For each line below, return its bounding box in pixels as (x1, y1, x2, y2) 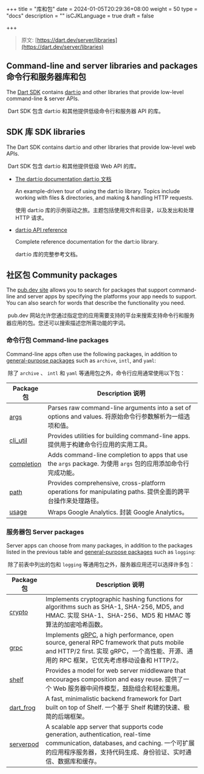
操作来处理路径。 (53, 496, 103, 505)
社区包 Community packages (6, 270, 118, 281)
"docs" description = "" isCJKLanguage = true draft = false (6, 12, 154, 19)
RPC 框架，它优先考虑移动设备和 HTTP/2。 (59, 656, 183, 665)
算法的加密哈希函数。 (45, 620, 107, 629)
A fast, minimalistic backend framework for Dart (45, 694, 182, 703)
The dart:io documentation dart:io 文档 (15, 175, 112, 182)
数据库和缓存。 (57, 757, 101, 765)
